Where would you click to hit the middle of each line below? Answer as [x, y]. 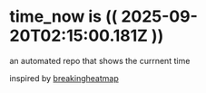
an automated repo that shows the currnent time [100, 60]
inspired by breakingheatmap [64, 78]
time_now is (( [64, 17]
